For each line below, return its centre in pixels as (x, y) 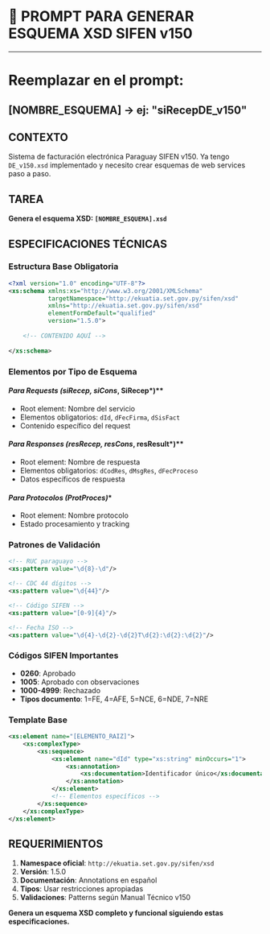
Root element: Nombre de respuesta (80, 461)
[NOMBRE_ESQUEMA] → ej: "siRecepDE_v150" (128, 110)
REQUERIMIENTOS (56, 843)
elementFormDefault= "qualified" (102, 313)
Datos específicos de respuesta (73, 479)
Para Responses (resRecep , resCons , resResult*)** (96, 444)
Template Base (38, 720)
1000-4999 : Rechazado (60, 690)
